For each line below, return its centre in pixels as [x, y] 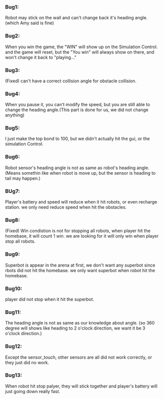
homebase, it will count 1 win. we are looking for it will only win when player [82, 236]
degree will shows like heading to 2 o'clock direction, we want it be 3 [75, 328]
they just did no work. [27, 362]
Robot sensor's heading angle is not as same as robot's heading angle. [77, 168]
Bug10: [14, 288]
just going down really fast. [33, 391]
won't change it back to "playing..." [41, 57]
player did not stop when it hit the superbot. [50, 299]
